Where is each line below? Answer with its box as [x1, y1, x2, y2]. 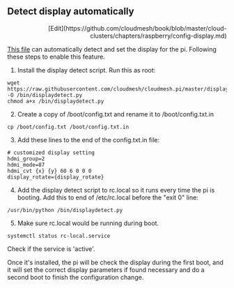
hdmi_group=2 [7, 155, 45, 162]
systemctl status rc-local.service [7, 232, 111, 239]
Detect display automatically [7, 6, 134, 17]
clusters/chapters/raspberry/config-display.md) [90, 31, 227, 40]
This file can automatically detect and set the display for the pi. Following [7, 45, 217, 53]
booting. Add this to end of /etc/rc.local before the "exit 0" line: [17, 193, 198, 202]
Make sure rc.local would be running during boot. [17, 219, 159, 227]
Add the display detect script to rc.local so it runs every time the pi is [17, 185, 215, 194]
